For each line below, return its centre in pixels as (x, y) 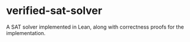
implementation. (26, 33)
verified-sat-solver (54, 11)
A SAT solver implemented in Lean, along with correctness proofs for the (95, 27)
